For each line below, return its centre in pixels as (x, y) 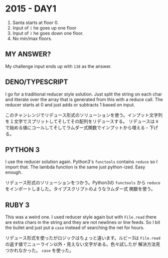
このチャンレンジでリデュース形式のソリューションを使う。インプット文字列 (84, 115)
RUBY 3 (17, 205)
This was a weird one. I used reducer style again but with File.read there (81, 217)
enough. (14, 172)
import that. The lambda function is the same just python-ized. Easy (75, 167)
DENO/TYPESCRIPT (37, 82)
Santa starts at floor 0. (35, 22)
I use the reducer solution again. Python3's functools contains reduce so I (81, 162)
